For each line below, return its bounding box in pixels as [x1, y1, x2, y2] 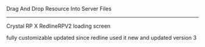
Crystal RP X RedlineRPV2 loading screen [6, 22, 111, 30]
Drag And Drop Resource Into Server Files [6, 5, 112, 12]
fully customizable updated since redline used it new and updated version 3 [6, 34, 197, 41]
